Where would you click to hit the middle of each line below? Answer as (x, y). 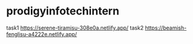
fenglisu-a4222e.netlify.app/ (42, 34)
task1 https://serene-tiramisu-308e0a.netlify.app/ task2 (75, 28)
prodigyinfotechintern (63, 11)
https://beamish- (166, 28)
